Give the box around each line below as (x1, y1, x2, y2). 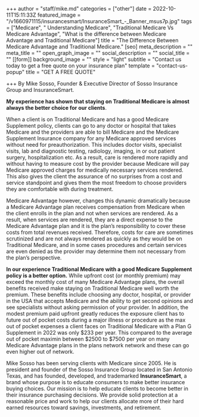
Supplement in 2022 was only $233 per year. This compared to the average (6, 329, 192, 336)
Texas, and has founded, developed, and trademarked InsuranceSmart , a (6, 372, 187, 379)
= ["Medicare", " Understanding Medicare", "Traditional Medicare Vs (6, 24, 174, 31)
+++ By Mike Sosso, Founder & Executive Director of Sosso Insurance (6, 80, 178, 87)
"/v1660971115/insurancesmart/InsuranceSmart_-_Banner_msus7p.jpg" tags (6, 18, 192, 24)
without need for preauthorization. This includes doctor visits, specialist (6, 141, 182, 148)
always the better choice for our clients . (6, 104, 107, 111)
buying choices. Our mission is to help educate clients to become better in (6, 385, 189, 392)
